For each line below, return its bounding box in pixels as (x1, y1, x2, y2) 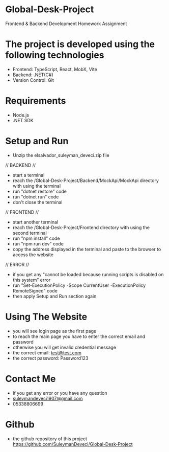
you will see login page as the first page (12, 328, 97, 334)
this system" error (12, 277, 51, 283)
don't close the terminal (12, 199, 63, 205)
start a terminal (12, 172, 45, 178)
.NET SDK (12, 117, 34, 123)
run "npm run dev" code (12, 240, 64, 246)
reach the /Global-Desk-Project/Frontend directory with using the (12, 224, 150, 231)
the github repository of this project (12, 436, 88, 442)
